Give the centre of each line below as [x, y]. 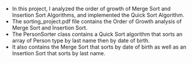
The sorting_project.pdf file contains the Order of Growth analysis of [97, 21]
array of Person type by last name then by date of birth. [81, 40]
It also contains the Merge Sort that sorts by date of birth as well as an [99, 47]
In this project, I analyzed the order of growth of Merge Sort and [91, 9]
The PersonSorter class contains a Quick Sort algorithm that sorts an [97, 34]
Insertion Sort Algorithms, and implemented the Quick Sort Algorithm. [98, 15]
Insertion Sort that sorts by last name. [58, 53]
